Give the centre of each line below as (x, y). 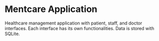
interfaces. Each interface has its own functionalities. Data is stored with (79, 28)
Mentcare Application (51, 9)
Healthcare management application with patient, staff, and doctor (73, 23)
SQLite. (12, 33)
